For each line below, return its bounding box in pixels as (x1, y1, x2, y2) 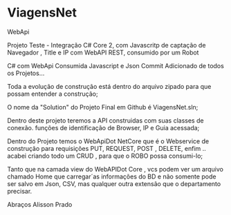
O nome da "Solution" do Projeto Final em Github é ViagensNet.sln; (7, 103, 198, 111)
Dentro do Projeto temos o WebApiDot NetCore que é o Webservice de (7, 136, 210, 145)
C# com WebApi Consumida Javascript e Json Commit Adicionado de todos (7, 61, 225, 70)
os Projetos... (7, 69, 45, 77)
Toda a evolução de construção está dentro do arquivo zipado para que (7, 82, 212, 90)
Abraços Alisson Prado (7, 200, 73, 208)
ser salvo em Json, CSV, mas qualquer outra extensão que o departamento (7, 179, 221, 187)
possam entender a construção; (7, 90, 98, 98)
